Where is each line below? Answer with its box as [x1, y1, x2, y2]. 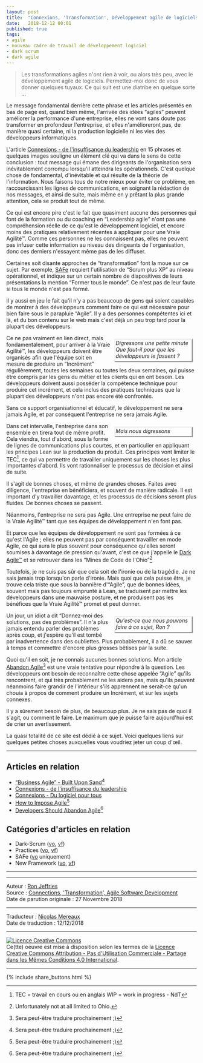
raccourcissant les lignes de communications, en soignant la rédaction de [6, 184, 190, 192]
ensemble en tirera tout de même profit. [6, 429, 106, 436]
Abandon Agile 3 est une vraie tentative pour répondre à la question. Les [6, 662, 185, 671]
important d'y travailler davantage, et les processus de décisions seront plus [6, 493, 197, 500]
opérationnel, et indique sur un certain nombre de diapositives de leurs [6, 272, 183, 280]
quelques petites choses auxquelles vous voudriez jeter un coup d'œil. [6, 738, 182, 746]
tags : [6, 32, 20, 38]
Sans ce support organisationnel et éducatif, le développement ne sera [6, 404, 183, 411]
